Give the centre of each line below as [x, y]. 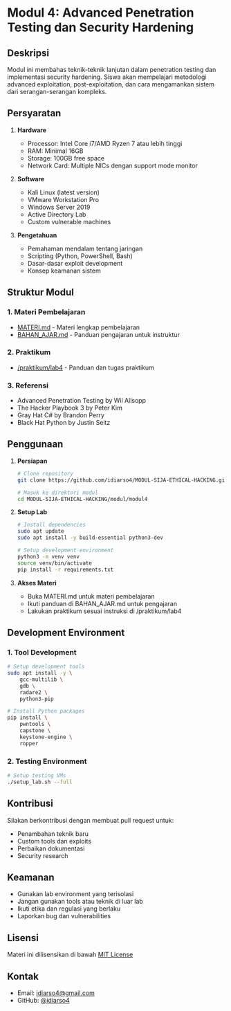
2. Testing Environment [47, 761]
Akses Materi [37, 583]
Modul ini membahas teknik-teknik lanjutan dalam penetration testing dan [112, 70]
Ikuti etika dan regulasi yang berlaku [69, 909]
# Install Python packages [46, 711]
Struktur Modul [40, 292]
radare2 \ [34, 692]
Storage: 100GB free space [66, 158]
